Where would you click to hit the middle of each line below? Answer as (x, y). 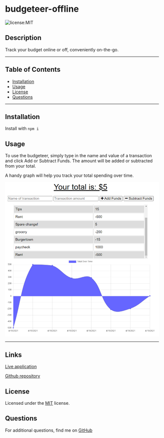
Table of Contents (33, 70)
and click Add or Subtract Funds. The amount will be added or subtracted (79, 161)
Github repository (23, 376)
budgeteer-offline (42, 9)
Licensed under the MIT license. (37, 403)
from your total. (21, 166)
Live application (21, 367)
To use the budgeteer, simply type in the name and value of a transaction (79, 156)
